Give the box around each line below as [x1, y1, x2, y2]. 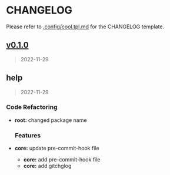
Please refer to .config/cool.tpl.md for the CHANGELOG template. [6, 23, 165, 30]
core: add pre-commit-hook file [23, 156, 101, 163]
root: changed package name [14, 116, 87, 124]
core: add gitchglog [23, 163, 72, 170]
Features [14, 131, 41, 139]
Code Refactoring [6, 103, 58, 111]
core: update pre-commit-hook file [14, 145, 99, 152]
